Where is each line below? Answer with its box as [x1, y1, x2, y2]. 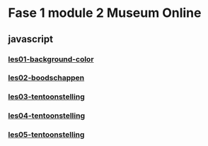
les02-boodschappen [8, 73, 85, 83]
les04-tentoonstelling [8, 111, 86, 121]
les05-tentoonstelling [8, 130, 85, 140]
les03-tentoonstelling [8, 92, 85, 102]
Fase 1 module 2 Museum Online [8, 5, 202, 21]
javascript [8, 33, 54, 45]
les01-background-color [8, 54, 94, 64]
